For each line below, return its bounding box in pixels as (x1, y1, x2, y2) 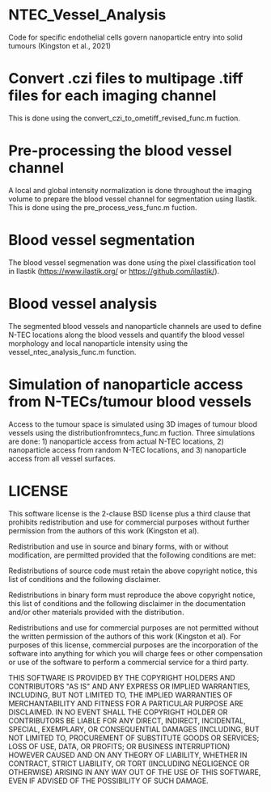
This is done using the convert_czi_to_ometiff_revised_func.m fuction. (8, 113, 241, 123)
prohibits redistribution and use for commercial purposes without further (8, 517, 250, 527)
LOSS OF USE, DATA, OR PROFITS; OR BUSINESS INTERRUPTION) (8, 741, 231, 751)
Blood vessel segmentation (8, 231, 196, 249)
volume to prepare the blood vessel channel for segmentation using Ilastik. (8, 194, 257, 204)
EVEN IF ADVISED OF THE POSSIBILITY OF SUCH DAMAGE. (8, 776, 209, 786)
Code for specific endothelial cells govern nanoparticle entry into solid (8, 32, 243, 42)
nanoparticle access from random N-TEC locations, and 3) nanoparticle (8, 444, 247, 454)
